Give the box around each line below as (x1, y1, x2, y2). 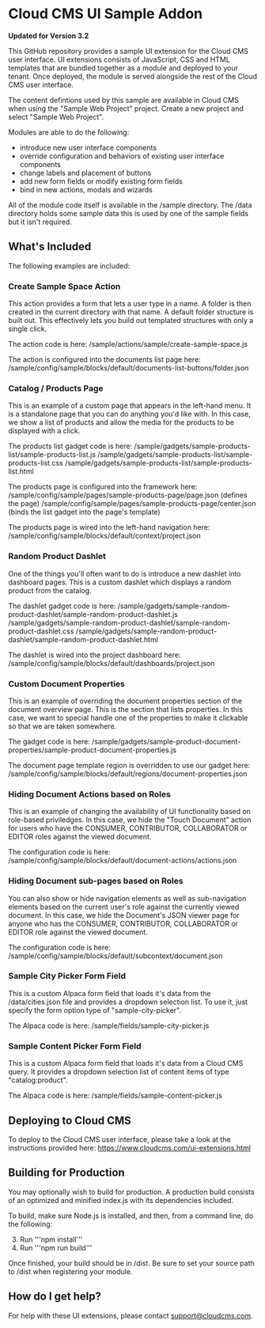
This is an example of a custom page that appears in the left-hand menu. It (8, 401, 252, 410)
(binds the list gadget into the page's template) (8, 508, 161, 517)
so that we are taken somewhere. (8, 721, 117, 731)
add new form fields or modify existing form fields (19, 176, 184, 186)
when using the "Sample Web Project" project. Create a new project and (8, 104, 244, 113)
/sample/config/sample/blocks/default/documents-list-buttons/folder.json (8, 363, 249, 373)
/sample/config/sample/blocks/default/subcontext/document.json (8, 951, 223, 961)
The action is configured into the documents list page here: (8, 355, 202, 364)
